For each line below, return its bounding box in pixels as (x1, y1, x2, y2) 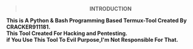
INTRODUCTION (89, 5, 132, 12)
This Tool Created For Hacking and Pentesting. (6, 30, 127, 37)
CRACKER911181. (6, 24, 51, 30)
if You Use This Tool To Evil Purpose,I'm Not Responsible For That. (6, 36, 179, 43)
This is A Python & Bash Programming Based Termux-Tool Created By (6, 17, 187, 24)
